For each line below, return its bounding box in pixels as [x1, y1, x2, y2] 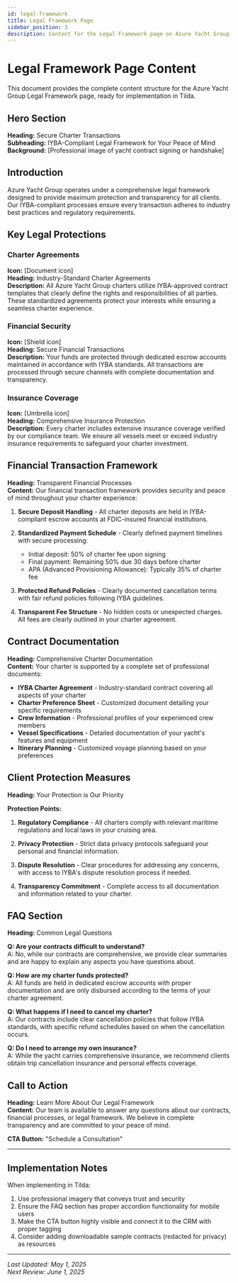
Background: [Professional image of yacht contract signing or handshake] [7, 146, 225, 155]
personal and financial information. [17, 847, 120, 855]
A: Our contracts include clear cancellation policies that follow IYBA [7, 1015, 204, 1023]
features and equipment [17, 735, 89, 745]
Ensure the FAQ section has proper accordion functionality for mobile [17, 1201, 220, 1210]
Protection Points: [7, 804, 62, 813]
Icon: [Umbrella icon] [7, 409, 69, 418]
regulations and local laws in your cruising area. [17, 826, 157, 834]
